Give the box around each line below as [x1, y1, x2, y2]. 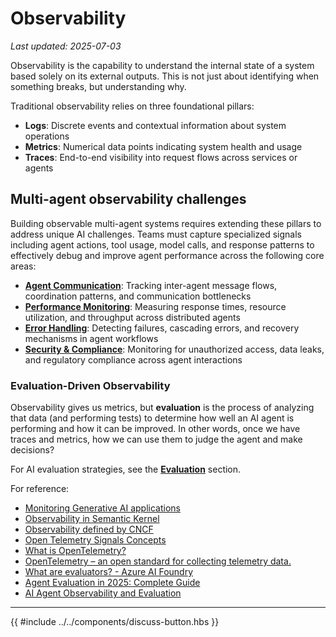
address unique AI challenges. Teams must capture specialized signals [10, 228, 302, 240]
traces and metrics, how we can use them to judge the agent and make [10, 433, 303, 446]
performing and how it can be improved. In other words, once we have [10, 423, 301, 435]
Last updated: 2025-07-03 [10, 40, 122, 52]
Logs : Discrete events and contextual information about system [24, 119, 287, 131]
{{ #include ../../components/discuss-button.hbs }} [10, 616, 220, 628]
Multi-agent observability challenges [10, 191, 247, 208]
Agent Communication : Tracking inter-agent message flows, [24, 279, 278, 291]
